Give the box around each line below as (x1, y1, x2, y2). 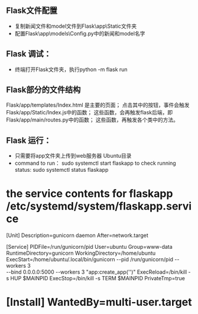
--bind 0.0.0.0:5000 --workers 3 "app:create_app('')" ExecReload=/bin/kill (6, 268, 187, 275)
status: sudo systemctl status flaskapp (14, 166, 109, 174)
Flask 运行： (6, 135, 52, 145)
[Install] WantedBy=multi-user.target (6, 296, 192, 309)
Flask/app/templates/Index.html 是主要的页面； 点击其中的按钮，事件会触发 (6, 101, 190, 108)
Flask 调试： (6, 49, 52, 59)
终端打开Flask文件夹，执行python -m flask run (14, 66, 128, 73)
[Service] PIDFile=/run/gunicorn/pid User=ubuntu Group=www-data (6, 243, 173, 251)
